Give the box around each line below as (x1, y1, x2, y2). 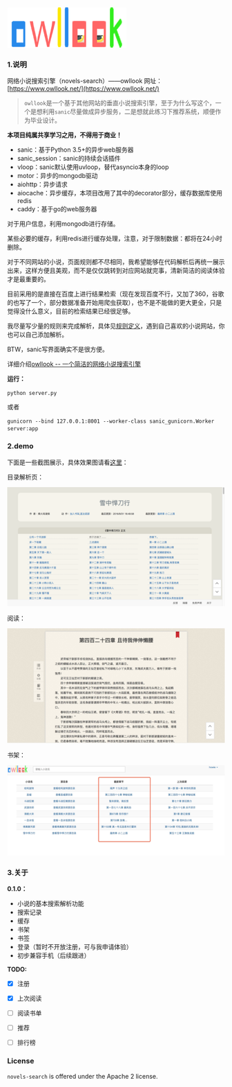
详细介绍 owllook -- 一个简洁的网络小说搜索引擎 (7, 360, 142, 369)
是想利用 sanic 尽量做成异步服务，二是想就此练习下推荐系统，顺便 (30, 107, 215, 116)
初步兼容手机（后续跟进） (17, 951, 90, 960)
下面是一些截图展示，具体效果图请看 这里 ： (7, 458, 128, 466)
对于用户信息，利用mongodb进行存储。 (7, 220, 119, 228)
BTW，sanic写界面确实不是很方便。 (7, 345, 109, 353)
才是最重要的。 (7, 275, 50, 283)
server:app (7, 425, 39, 432)
